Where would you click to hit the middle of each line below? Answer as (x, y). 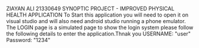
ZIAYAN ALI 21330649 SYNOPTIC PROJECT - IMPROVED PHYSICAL (90, 9)
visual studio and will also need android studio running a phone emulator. (96, 21)
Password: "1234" (28, 40)
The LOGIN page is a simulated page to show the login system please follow (100, 27)
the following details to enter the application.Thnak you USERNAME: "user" (99, 34)
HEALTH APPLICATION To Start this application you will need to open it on (97, 15)
